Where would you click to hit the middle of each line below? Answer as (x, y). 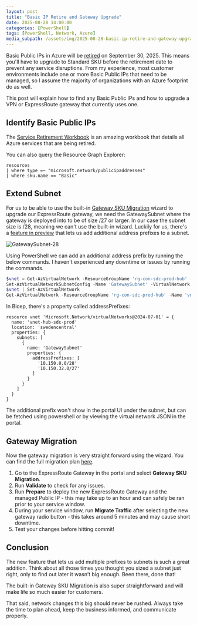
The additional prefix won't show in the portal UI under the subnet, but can (96, 410)
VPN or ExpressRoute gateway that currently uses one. (72, 104)
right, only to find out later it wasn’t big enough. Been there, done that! (91, 574)
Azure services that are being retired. (51, 143)
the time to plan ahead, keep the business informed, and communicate (91, 609)
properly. (17, 616)
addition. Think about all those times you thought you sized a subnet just (94, 568)
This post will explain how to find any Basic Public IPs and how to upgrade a (98, 98)
